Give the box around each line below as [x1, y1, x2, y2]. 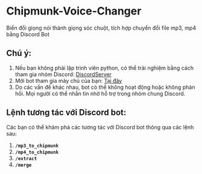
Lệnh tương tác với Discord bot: [6, 108, 127, 118]
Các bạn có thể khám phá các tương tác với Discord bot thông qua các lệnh [6, 123, 194, 130]
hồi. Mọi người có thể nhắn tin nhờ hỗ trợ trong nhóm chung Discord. [14, 89, 186, 97]
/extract [14, 155, 37, 161]
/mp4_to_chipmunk [14, 149, 59, 155]
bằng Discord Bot [6, 30, 50, 37]
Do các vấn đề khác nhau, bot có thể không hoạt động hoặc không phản [14, 83, 195, 91]
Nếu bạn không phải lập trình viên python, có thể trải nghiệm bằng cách [14, 64, 194, 71]
